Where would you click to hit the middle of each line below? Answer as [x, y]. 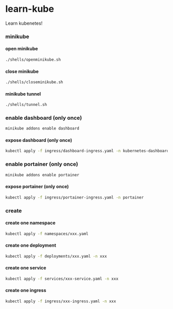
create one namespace [30, 223]
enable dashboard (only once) [44, 118]
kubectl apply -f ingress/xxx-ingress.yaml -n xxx [61, 301]
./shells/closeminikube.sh [34, 82]
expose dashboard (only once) [39, 140]
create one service [26, 268]
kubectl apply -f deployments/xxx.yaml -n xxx [56, 256]
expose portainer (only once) [37, 187]
